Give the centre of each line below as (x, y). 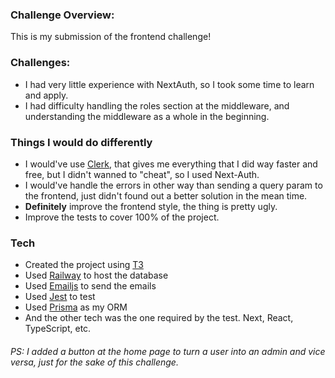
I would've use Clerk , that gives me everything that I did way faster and (171, 164)
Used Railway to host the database (96, 275)
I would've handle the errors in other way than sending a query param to (173, 185)
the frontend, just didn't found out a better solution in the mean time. (166, 195)
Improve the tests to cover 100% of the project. (122, 217)
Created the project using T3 (84, 265)
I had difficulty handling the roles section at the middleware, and (157, 105)
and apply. (46, 95)
